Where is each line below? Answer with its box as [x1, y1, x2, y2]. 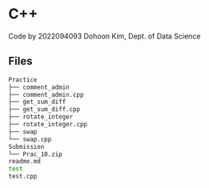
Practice [8, 75, 38, 84]
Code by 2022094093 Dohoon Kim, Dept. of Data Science [8, 31, 201, 41]
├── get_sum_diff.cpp [8, 106, 81, 114]
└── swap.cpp [8, 135, 52, 143]
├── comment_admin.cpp [8, 90, 84, 98]
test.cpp [8, 173, 38, 181]
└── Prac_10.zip [8, 150, 62, 158]
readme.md [8, 158, 42, 166]
